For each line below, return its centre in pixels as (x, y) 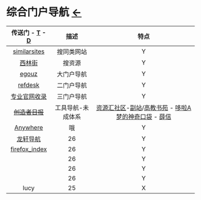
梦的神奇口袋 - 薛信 (144, 116)
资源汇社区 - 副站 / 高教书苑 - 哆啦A (144, 107)
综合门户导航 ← (44, 12)
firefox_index (29, 149)
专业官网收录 (28, 96)
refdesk (29, 85)
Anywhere (29, 127)
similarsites (29, 51)
